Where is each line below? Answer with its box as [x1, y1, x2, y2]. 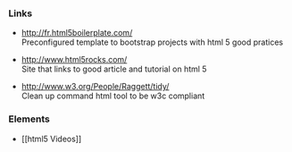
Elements [8, 113, 51, 125]
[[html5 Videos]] [21, 133, 82, 144]
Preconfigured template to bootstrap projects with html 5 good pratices [21, 37, 283, 47]
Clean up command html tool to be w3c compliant [21, 90, 205, 101]
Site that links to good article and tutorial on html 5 [21, 63, 207, 74]
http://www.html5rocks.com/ [21, 55, 128, 65]
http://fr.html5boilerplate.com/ [21, 28, 133, 38]
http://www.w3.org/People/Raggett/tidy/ [21, 81, 170, 92]
